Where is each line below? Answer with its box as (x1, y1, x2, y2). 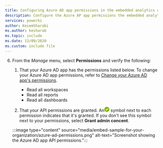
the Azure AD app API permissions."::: (12, 137, 88, 143)
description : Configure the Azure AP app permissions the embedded (5, 13, 145, 18)
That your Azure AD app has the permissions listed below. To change (19, 67, 158, 73)
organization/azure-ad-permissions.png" (12, 132, 95, 138)
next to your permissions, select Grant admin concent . (19, 117, 130, 123)
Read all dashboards (26, 97, 68, 103)
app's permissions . (19, 77, 58, 83)
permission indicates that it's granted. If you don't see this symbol (19, 112, 151, 118)
